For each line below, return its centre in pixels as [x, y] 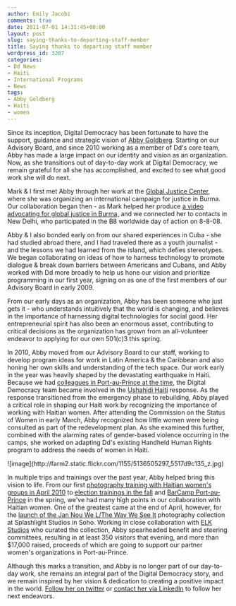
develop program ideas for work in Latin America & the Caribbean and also [116, 360]
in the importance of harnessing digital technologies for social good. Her [113, 316]
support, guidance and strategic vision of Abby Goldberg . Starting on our [113, 140]
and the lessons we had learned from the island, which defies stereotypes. [116, 250]
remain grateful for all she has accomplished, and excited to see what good [117, 170]
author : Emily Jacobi [39, 14]
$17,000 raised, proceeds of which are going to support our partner [105, 545]
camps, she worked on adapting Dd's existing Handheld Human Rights [110, 442]
